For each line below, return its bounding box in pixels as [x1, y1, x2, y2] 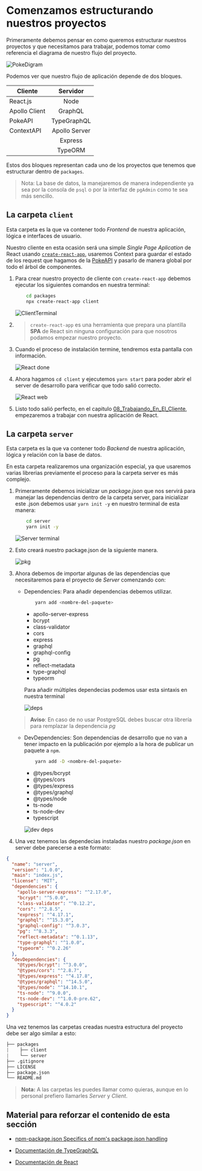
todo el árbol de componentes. [6, 263, 83, 270]
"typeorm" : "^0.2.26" [17, 945, 71, 951]
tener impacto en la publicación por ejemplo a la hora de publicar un [24, 740, 194, 747]
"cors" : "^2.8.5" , [17, 906, 63, 912]
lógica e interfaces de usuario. [6, 232, 82, 239]
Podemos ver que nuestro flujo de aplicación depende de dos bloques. [6, 72, 183, 80]
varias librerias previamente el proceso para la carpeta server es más [6, 469, 178, 477]
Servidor [58, 87, 84, 95]
